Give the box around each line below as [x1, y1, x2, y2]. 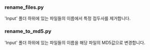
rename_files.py [4, 4, 44, 11]
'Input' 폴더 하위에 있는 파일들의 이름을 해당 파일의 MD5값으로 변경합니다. [4, 39, 146, 45]
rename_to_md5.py [4, 28, 52, 35]
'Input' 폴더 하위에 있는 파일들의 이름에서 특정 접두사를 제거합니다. [4, 16, 131, 21]
